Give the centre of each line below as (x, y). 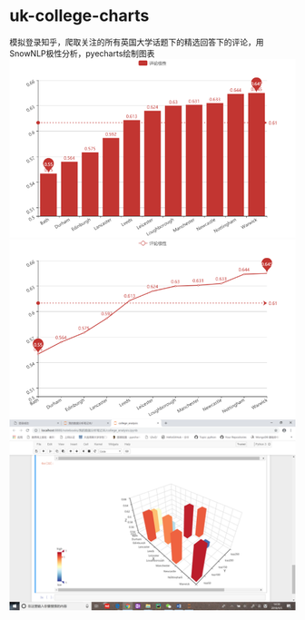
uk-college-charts (79, 16)
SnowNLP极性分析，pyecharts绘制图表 (82, 53)
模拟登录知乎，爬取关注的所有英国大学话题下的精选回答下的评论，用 (137, 42)
